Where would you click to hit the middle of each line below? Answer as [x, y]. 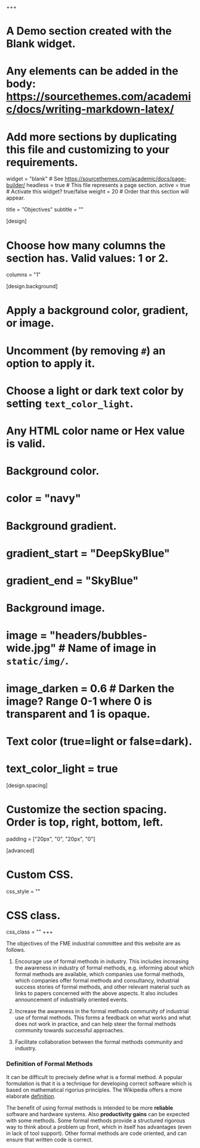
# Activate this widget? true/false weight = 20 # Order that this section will [98, 192]
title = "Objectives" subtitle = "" [45, 210]
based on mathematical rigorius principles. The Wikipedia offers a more [94, 1090]
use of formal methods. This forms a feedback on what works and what [103, 1018]
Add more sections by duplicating [92, 137]
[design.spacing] [27, 785]
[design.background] [32, 286]
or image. [30, 323]
